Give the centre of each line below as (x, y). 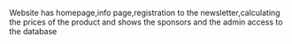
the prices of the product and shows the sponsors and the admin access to (146, 22)
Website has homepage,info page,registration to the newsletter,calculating (145, 13)
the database (33, 31)
